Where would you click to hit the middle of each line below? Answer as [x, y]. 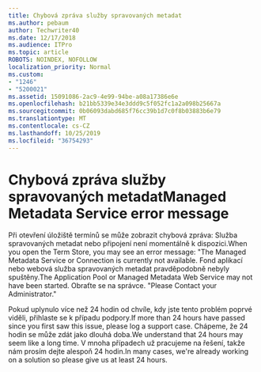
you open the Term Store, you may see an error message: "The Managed [127, 252]
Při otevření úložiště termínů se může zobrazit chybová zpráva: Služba [123, 235]
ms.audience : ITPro [40, 45]
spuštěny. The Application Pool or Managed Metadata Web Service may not [130, 277]
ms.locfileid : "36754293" [51, 140]
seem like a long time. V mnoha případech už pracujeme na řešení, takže [127, 343]
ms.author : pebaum [38, 23]
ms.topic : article [38, 52]
